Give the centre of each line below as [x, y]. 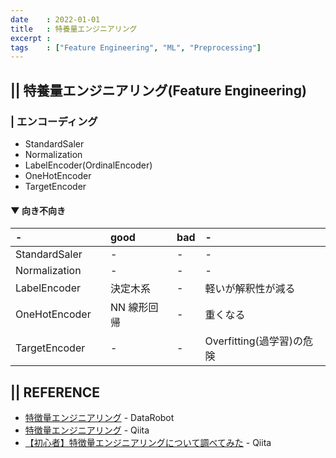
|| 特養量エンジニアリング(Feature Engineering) [158, 90]
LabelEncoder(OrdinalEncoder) [88, 165]
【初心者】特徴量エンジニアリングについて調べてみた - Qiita [148, 442]
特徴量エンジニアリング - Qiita [87, 430]
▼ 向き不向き [38, 210]
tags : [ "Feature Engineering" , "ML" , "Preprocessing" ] [136, 47]
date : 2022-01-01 [55, 19]
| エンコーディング [54, 121]
